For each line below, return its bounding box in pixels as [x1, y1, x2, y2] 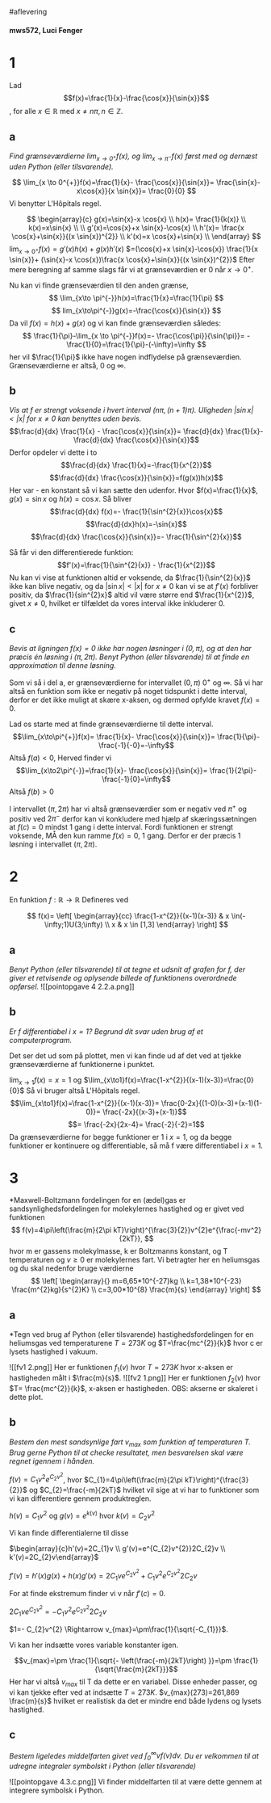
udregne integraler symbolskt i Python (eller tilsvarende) [9, 1761, 197, 1771]
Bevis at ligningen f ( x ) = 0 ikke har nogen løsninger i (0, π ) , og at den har [9, 644, 252, 654]
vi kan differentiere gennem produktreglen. [9, 1494, 152, 1503]
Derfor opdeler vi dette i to [9, 448, 98, 457]
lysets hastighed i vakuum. [9, 1347, 98, 1356]
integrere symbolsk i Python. [9, 1785, 104, 1796]
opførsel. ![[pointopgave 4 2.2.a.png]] [9, 981, 135, 991]
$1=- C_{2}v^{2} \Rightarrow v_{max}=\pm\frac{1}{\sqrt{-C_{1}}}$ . [9, 1624, 229, 1634]
